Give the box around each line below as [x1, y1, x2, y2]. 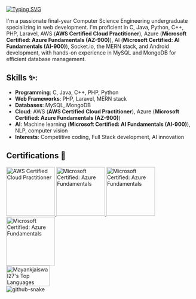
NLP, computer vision [14, 126, 68, 134]
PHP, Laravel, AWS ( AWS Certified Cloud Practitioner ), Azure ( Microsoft [6, 30, 187, 37]
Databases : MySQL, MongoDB [14, 101, 91, 108]
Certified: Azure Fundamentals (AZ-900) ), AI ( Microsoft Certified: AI [6, 37, 180, 43]
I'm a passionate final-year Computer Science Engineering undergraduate [6, 17, 188, 24]
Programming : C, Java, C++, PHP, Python [14, 89, 119, 96]
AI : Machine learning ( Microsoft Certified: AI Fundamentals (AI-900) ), [14, 120, 191, 128]
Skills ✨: [6, 73, 38, 83]
